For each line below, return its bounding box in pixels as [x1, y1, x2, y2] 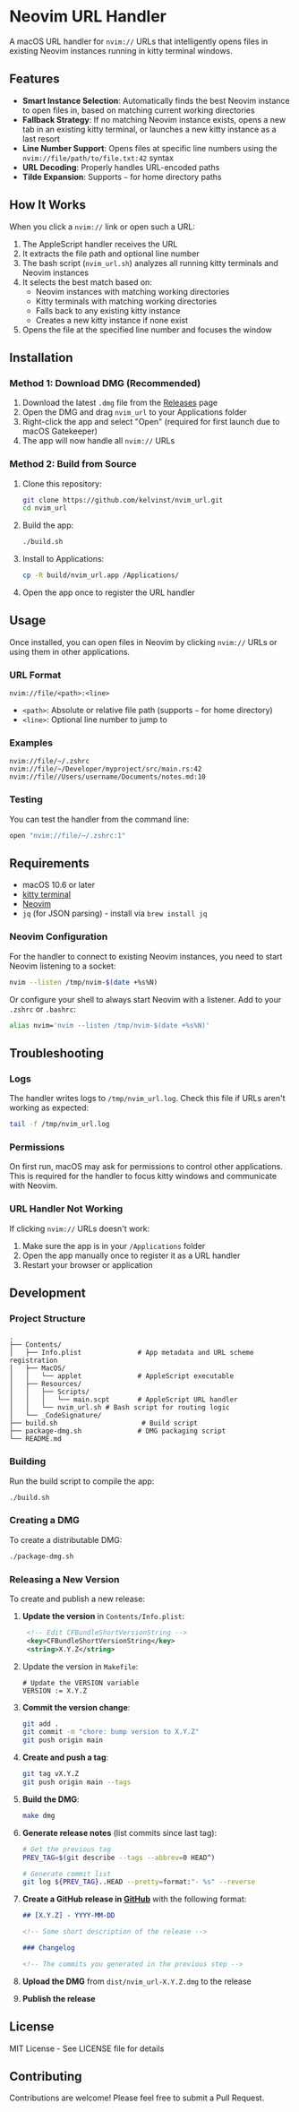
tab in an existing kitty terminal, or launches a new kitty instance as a [21, 124, 277, 134]
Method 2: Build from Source [9, 458, 137, 470]
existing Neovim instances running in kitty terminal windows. [9, 45, 233, 56]
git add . [21, 1719, 60, 1728]
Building [9, 1455, 47, 1468]
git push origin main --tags [21, 1778, 132, 1787]
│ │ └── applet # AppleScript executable [9, 1372, 235, 1381]
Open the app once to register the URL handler [21, 587, 195, 598]
